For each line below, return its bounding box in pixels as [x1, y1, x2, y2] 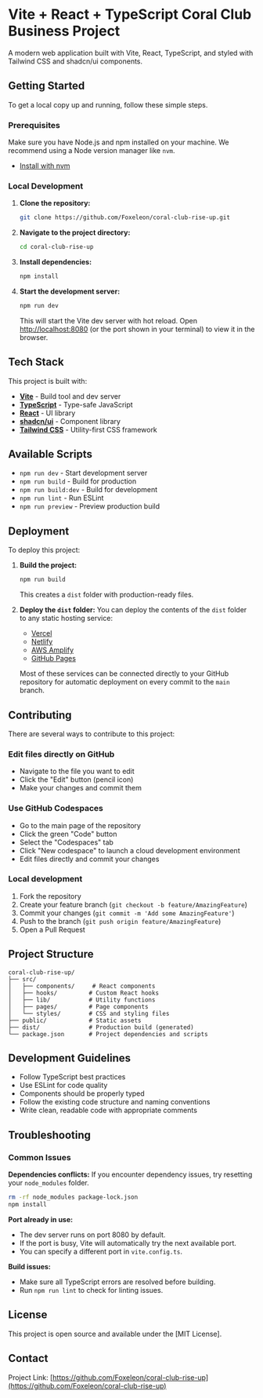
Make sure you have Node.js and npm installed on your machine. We [8, 137, 229, 147]
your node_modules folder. [8, 1178, 90, 1188]
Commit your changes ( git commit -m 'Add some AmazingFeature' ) [19, 908, 235, 918]
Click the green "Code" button [19, 829, 117, 838]
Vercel [31, 629, 52, 638]
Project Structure [8, 947, 94, 961]
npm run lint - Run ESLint [19, 493, 104, 503]
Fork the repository [19, 891, 82, 900]
